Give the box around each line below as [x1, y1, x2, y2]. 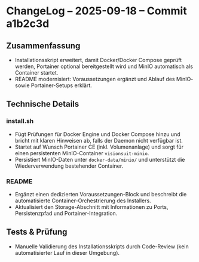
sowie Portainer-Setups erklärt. [14, 82, 93, 89]
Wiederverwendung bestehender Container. [14, 162, 124, 169]
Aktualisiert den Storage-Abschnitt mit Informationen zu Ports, [14, 203, 169, 210]
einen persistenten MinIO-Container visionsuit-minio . [14, 149, 149, 156]
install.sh [6, 117, 34, 125]
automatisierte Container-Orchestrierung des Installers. [14, 197, 151, 204]
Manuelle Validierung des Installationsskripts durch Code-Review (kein [14, 243, 189, 250]
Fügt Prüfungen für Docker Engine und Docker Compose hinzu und [14, 130, 180, 138]
